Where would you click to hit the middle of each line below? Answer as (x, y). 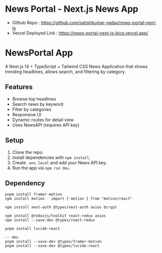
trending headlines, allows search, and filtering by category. (66, 72)
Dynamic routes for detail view (43, 120)
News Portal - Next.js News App (72, 9)
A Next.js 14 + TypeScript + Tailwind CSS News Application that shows (76, 66)
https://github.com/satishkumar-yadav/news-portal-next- (99, 23)
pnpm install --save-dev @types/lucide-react (52, 246)
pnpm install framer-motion (34, 195)
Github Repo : (26, 23)
